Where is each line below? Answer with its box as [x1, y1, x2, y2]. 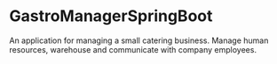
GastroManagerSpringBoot [9, 6, 213, 26]
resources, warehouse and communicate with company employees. [9, 44, 257, 54]
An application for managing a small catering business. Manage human [9, 35, 269, 46]
